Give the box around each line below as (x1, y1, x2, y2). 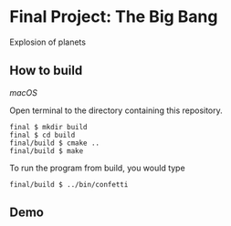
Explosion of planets (9, 36, 87, 47)
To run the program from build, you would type (9, 162, 185, 173)
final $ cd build (9, 130, 76, 139)
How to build (9, 63, 83, 78)
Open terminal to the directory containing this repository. (9, 105, 224, 116)
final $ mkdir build (9, 122, 89, 131)
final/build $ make (9, 146, 84, 156)
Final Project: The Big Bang (9, 6, 218, 27)
